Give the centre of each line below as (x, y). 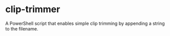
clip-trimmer (33, 9)
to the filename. (22, 28)
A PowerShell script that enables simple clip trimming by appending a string (85, 23)
